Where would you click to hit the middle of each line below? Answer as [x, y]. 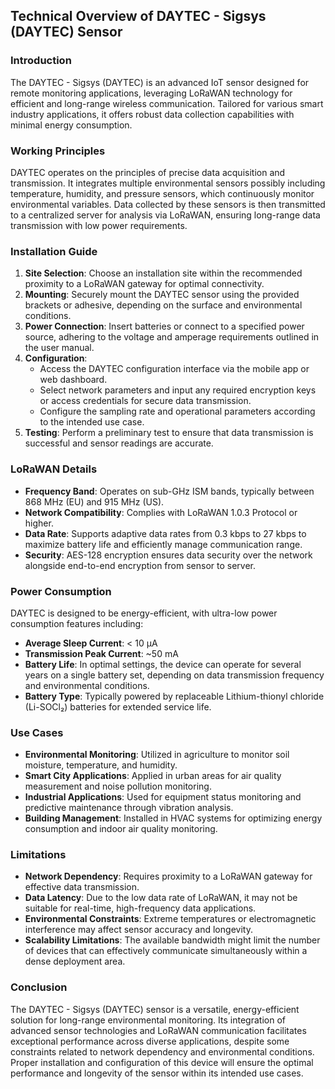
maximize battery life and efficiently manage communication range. [163, 544]
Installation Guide [54, 251]
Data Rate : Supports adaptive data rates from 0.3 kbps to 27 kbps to [165, 533]
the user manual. [59, 348]
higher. [39, 523]
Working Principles [58, 151]
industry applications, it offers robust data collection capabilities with [152, 114]
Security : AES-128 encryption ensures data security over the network [168, 555]
